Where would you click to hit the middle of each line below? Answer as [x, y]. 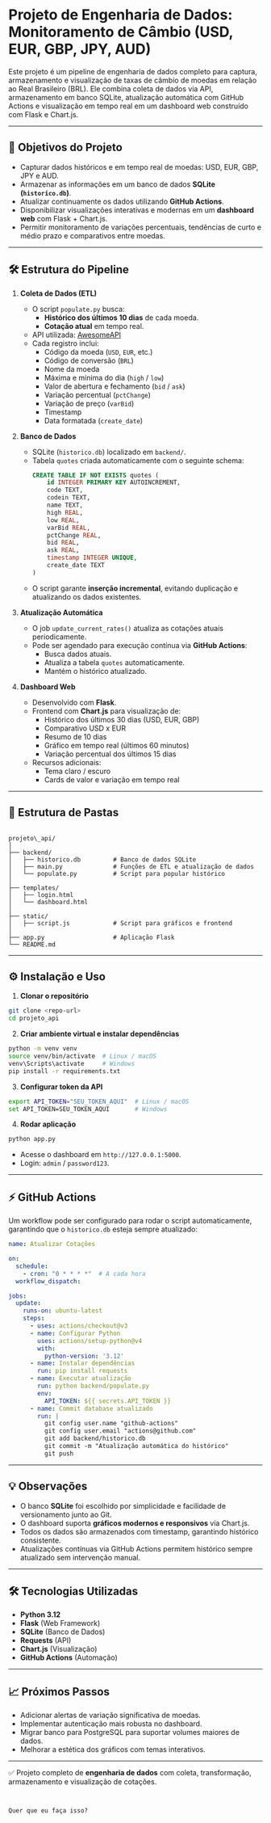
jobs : [17, 1296]
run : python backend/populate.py [94, 1386]
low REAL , [63, 520]
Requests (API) [46, 1640]
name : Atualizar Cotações [52, 1244]
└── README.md [32, 944]
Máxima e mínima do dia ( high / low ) [104, 377]
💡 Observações [48, 1486]
